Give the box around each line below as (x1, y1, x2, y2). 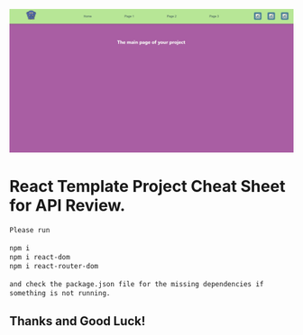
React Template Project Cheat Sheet (9, 176, 286, 196)
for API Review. (9, 195, 126, 215)
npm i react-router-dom (9, 262, 99, 271)
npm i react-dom (9, 253, 70, 262)
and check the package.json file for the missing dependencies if (9, 280, 264, 289)
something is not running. (9, 289, 111, 298)
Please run (9, 226, 50, 235)
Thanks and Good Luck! (9, 313, 146, 329)
